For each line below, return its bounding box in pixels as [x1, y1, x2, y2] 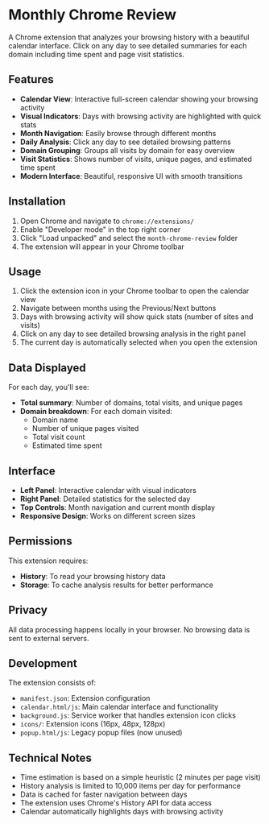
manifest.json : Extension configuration [19, 694, 151, 703]
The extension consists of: [8, 678, 97, 688]
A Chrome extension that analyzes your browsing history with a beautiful [8, 32, 250, 42]
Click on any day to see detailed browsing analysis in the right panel [19, 329, 246, 339]
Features [8, 72, 54, 86]
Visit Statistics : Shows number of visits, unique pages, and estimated [19, 154, 252, 164]
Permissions [8, 534, 72, 549]
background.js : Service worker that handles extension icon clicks [19, 710, 236, 720]
